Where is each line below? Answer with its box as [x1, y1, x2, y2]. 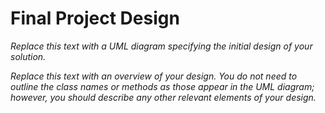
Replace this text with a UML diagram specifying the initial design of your [10, 40, 313, 52]
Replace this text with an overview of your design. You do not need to [10, 70, 298, 82]
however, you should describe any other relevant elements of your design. [10, 91, 317, 103]
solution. [10, 50, 47, 62]
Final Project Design [10, 7, 180, 30]
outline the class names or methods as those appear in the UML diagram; [10, 80, 315, 92]
